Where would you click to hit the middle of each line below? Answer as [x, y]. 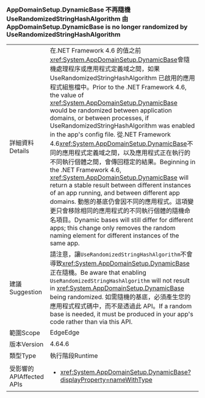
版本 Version [27, 344]
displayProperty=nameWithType [106, 380]
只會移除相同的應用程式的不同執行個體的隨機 [120, 211]
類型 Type [23, 356]
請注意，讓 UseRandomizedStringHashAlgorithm [115, 255]
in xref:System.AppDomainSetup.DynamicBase [117, 288]
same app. [65, 244]
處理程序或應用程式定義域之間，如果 [108, 69]
